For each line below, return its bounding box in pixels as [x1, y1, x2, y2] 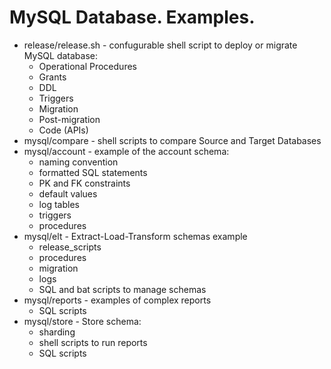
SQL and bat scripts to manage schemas [38, 283, 207, 295]
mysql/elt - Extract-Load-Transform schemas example [23, 230, 248, 242]
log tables [38, 198, 80, 210]
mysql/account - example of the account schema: [23, 145, 230, 157]
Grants [38, 71, 67, 83]
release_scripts [38, 241, 102, 253]
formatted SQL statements [38, 166, 148, 178]
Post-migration [38, 113, 101, 125]
